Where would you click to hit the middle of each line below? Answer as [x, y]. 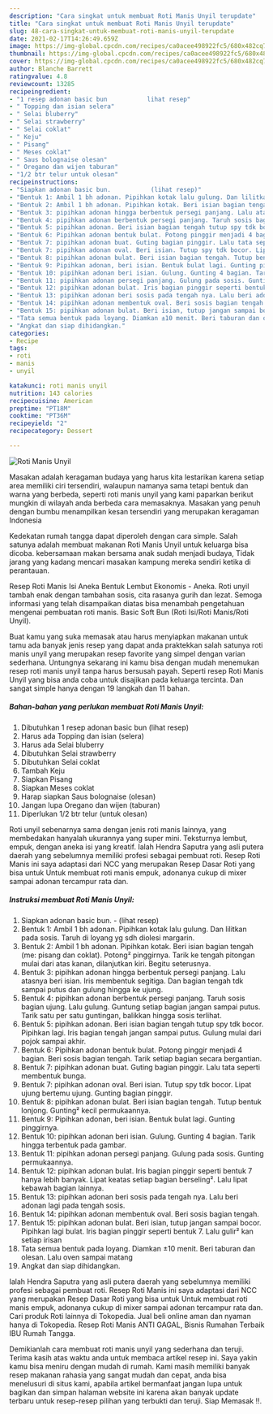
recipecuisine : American [51, 401]
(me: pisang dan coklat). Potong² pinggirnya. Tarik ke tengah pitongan [138, 955]
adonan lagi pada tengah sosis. [73, 1205]
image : [20, 46]
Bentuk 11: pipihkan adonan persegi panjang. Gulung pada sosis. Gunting [142, 1153]
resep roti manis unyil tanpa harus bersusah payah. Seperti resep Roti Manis [136, 670]
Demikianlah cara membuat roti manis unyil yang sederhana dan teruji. [127, 1349]
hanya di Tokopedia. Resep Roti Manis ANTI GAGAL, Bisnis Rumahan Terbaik [137, 1325]
